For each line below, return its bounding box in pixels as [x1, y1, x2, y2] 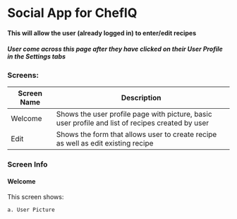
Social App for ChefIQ [7, 5, 138, 21]
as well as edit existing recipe [56, 138, 154, 148]
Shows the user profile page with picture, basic [56, 109, 213, 119]
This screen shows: [7, 193, 64, 201]
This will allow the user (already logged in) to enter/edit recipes [7, 28, 197, 37]
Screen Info [7, 160, 48, 170]
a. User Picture [7, 206, 55, 213]
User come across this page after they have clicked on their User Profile [7, 45, 224, 54]
